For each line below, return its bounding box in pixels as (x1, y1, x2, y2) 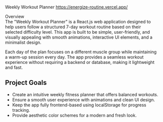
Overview (5, 14, 24, 19)
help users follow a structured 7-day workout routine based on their (5, 24, 142, 30)
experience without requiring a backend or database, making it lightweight (5, 60, 155, 65)
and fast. (5, 64, 23, 70)
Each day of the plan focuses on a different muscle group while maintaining (5, 49, 157, 55)
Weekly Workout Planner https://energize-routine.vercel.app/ (5, 4, 128, 10)
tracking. (12, 107, 30, 113)
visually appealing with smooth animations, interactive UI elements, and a (5, 34, 153, 40)
